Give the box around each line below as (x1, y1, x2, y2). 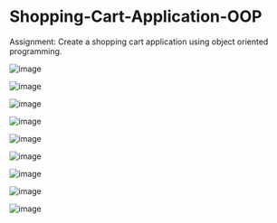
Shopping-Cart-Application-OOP (9, 6, 263, 27)
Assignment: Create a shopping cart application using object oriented (9, 36, 269, 47)
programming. (9, 45, 62, 56)
